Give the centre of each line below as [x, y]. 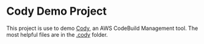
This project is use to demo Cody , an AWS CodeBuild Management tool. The [102, 28]
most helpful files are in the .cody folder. [57, 34]
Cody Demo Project [56, 11]
